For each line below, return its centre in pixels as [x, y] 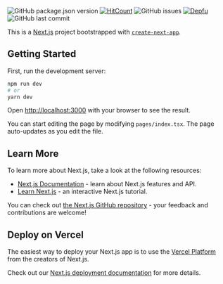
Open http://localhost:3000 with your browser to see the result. [99, 110]
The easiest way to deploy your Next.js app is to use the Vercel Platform [112, 252]
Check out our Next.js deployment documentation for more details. [104, 273]
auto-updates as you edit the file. [55, 131]
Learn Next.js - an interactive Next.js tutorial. [82, 192]
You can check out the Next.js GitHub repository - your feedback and [108, 205]
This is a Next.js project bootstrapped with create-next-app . [94, 32]
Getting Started [42, 54]
